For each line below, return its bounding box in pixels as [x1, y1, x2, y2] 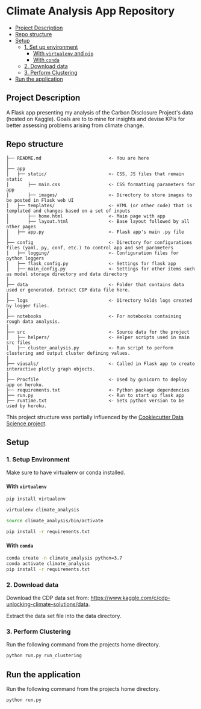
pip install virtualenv [6, 496, 66, 502]
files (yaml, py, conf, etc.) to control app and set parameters [6, 245, 173, 251]
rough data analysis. [6, 318, 61, 325]
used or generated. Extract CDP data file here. [6, 287, 131, 293]
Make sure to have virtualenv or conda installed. [6, 469, 125, 476]
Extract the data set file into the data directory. [6, 613, 122, 620]
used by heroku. [6, 402, 47, 409]
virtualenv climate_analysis [6, 507, 79, 513]
